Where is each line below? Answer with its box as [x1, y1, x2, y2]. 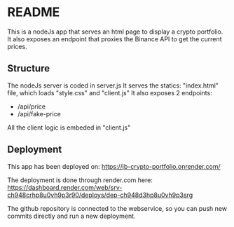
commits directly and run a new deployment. [7, 212, 136, 220]
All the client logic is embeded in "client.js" [7, 123, 131, 132]
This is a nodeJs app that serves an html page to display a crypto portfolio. [7, 27, 223, 36]
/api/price [17, 102, 46, 111]
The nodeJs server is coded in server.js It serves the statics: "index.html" [7, 81, 219, 90]
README [7, 4, 60, 20]
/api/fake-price [17, 109, 62, 118]
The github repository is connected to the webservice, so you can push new [7, 204, 228, 212]
